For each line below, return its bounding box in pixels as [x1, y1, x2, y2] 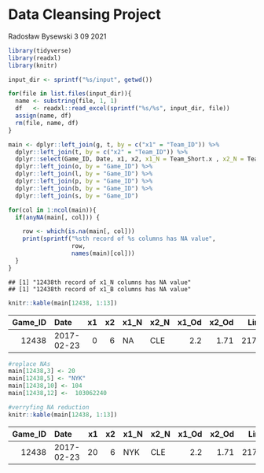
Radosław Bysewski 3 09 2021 [8, 31, 107, 41]
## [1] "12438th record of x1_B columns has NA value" [8, 285, 192, 293]
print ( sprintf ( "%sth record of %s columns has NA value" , [22, 235, 216, 243]
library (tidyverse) [8, 46, 72, 54]
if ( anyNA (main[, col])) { [15, 213, 101, 221]
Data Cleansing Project [8, 6, 161, 24]
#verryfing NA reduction [8, 403, 90, 411]
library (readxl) [8, 54, 61, 62]
